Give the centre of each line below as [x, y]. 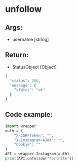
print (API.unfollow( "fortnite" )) [39, 159]
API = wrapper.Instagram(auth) [37, 154]
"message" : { [23, 85]
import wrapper [21, 126]
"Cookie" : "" [27, 145]
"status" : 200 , [25, 81]
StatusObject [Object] [34, 67]
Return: [17, 55]
